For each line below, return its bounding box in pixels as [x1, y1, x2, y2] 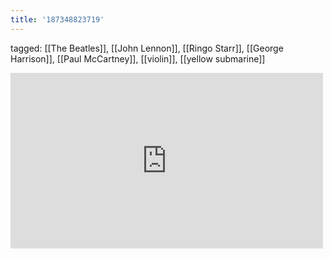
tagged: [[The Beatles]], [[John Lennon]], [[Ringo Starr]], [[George [10, 42, 284, 54]
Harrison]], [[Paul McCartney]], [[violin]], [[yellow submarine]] [10, 52, 266, 65]
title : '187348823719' [10, 14, 105, 25]
